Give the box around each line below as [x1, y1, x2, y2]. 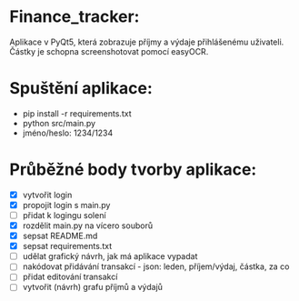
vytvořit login [22, 189, 73, 200]
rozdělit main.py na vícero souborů [22, 220, 153, 231]
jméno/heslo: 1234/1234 [22, 127, 114, 138]
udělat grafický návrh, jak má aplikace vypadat [22, 251, 198, 262]
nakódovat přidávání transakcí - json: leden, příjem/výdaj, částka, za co [22, 261, 290, 272]
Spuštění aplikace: [9, 78, 153, 99]
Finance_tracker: [9, 6, 140, 27]
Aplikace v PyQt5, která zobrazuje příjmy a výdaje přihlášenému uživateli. [9, 36, 284, 47]
